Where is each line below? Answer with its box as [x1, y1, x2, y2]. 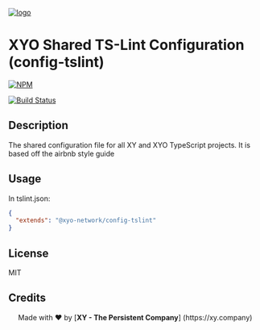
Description [8, 119, 68, 132]
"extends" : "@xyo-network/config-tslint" [15, 216, 157, 225]
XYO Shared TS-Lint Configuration [8, 36, 245, 54]
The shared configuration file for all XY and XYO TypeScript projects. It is [8, 140, 251, 149]
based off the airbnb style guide [8, 148, 115, 158]
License [8, 246, 49, 260]
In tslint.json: [8, 194, 51, 203]
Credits [8, 291, 47, 305]
